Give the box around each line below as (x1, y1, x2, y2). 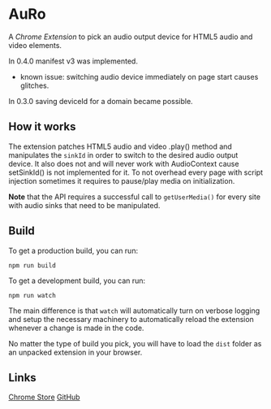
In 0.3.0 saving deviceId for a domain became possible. (8, 96, 193, 106)
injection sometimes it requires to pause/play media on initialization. (8, 176, 235, 185)
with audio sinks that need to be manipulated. (8, 200, 161, 210)
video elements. (8, 40, 62, 50)
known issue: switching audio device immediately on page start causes (19, 72, 259, 81)
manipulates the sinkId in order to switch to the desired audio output (8, 150, 239, 159)
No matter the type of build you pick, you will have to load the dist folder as (8, 338, 262, 348)
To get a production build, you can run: (8, 246, 139, 255)
